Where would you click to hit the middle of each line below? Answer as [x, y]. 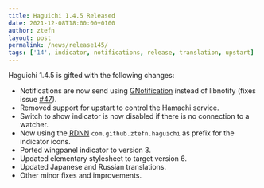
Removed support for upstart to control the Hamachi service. [119, 108]
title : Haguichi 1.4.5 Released [62, 16]
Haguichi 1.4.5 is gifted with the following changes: [91, 75]
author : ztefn [32, 30]
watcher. [34, 125]
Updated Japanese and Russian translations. [93, 167]
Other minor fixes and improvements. [80, 175]
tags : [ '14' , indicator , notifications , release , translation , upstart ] [131, 53]
